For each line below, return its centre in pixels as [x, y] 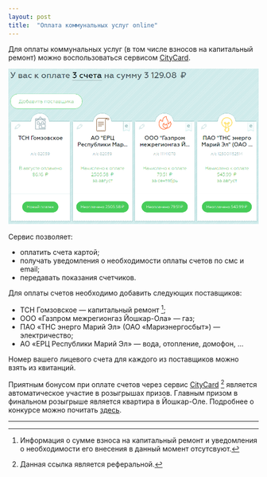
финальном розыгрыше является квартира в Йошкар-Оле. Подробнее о [131, 401]
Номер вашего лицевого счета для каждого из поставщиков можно [124, 359]
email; [30, 269]
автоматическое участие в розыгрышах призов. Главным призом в [123, 393]
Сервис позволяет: [41, 237]
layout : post [30, 17]
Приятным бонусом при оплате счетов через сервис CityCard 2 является [133, 384]
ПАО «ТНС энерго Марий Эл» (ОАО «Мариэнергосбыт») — [120, 327]
